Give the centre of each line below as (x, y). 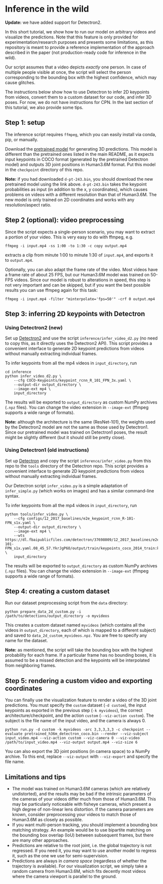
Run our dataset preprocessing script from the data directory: (66, 603)
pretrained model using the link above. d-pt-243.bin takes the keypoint (76, 184)
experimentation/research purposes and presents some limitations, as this (79, 42)
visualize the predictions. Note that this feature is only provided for (72, 37)
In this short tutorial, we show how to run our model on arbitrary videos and (81, 32)
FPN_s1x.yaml (18, 523)
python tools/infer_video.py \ (37, 514)
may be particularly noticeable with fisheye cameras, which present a (81, 804)
